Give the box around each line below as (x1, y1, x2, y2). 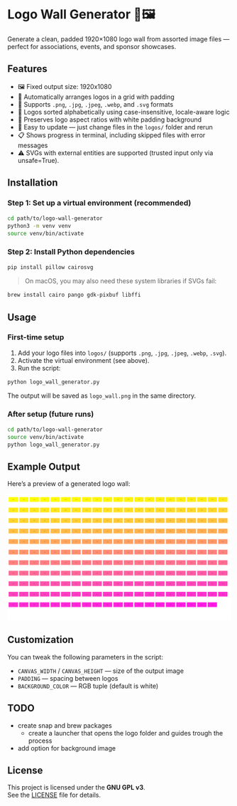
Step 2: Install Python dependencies (7, 247, 135, 257)
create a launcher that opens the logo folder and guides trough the (28, 728, 224, 737)
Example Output (7, 460, 80, 472)
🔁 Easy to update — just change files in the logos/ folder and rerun (17, 122, 213, 131)
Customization (7, 634, 75, 646)
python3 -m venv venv (7, 223, 72, 230)
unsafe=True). (17, 156, 60, 164)
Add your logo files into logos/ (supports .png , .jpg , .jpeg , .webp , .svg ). (17, 349, 227, 357)
